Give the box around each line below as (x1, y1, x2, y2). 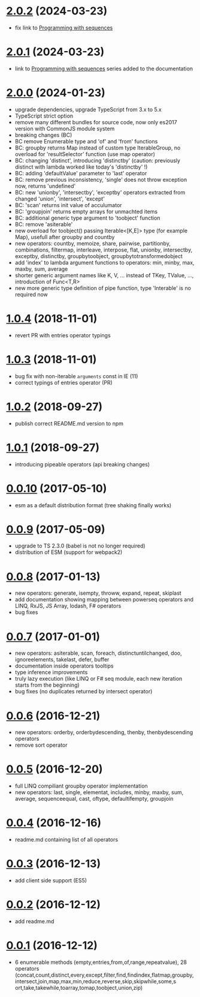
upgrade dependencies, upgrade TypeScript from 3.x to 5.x (14, 106, 162, 113)
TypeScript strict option (14, 112, 74, 119)
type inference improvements (14, 669, 88, 676)
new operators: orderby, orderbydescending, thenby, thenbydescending (14, 729, 193, 736)
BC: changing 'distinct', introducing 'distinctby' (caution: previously (14, 157, 181, 164)
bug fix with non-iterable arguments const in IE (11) (14, 372, 138, 379)
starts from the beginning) (14, 681, 80, 688)
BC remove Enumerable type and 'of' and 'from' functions (14, 137, 158, 145)
